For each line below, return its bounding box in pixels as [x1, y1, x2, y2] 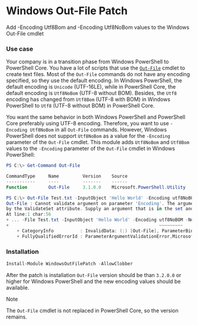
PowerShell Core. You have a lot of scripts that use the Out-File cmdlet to [6, 64, 186, 71]
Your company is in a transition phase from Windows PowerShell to [6, 58, 169, 66]
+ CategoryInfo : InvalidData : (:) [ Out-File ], [16, 227, 160, 234]
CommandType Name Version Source [6, 173, 128, 180]
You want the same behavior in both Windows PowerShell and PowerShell [6, 113, 186, 121]
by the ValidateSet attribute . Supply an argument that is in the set [6, 206, 183, 212]
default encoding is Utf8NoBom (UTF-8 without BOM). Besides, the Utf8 [6, 90, 177, 97]
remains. [6, 313, 28, 320]
